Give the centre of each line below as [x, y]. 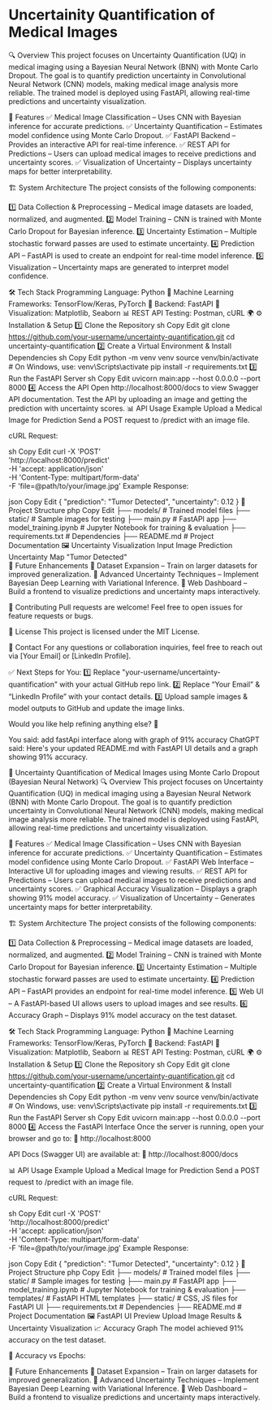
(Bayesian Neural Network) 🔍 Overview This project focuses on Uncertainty [136, 782]
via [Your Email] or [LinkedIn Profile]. [70, 656]
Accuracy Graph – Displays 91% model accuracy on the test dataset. [123, 1015]
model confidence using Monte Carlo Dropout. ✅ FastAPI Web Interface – [131, 861]
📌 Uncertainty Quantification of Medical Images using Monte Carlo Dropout [134, 772]
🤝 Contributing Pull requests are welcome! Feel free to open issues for [126, 607]
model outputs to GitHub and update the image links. [97, 708]
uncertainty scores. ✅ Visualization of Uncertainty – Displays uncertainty [130, 162]
